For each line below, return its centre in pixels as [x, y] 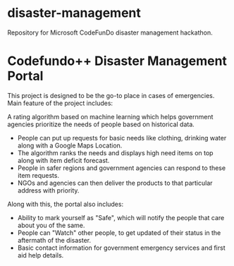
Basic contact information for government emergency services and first [121, 248]
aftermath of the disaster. [54, 240]
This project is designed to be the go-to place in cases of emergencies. [111, 95]
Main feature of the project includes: [60, 103]
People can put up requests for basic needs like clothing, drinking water [122, 138]
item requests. [38, 175]
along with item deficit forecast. [63, 160]
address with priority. [48, 190]
